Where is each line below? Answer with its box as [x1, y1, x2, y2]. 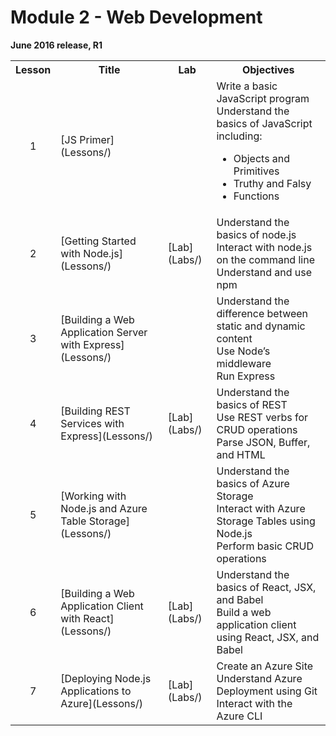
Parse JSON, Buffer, [216, 435, 311, 449]
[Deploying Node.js [60, 671, 152, 685]
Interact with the [216, 696, 293, 710]
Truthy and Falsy [233, 176, 312, 190]
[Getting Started [60, 234, 137, 248]
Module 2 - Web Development [10, 6, 263, 29]
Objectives [241, 62, 295, 76]
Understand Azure [216, 671, 303, 685]
